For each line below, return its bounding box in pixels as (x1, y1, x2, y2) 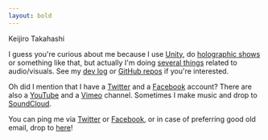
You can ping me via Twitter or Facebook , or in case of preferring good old (8, 114, 256, 124)
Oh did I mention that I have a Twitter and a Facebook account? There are (8, 82, 252, 91)
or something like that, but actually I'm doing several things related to (8, 58, 237, 67)
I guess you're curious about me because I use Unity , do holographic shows (8, 49, 261, 58)
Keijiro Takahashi (8, 34, 65, 43)
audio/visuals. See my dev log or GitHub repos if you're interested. (8, 66, 229, 76)
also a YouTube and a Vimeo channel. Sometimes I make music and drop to (8, 90, 258, 100)
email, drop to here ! (8, 122, 74, 132)
